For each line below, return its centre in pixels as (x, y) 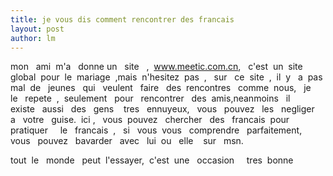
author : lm (33, 38)
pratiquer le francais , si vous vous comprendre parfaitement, (156, 130)
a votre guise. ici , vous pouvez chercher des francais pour (150, 120)
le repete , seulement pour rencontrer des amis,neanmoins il (150, 98)
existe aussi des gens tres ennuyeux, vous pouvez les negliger (162, 109)
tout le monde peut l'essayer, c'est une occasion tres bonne (152, 160)
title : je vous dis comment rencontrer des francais (122, 19)
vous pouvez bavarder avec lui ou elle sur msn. (127, 141)
